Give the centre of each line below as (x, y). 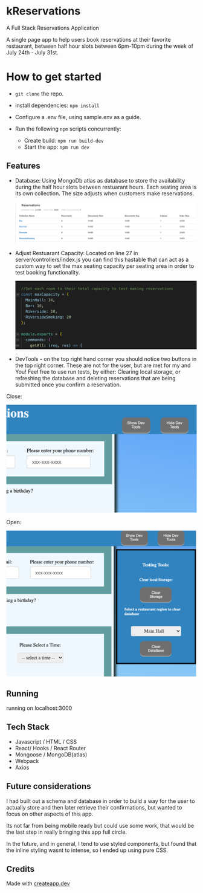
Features (23, 166)
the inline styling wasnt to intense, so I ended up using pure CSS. (87, 850)
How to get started (54, 77)
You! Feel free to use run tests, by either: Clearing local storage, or (98, 372)
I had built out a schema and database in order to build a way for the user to (101, 801)
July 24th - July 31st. (32, 52)
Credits (21, 869)
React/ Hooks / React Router (50, 748)
